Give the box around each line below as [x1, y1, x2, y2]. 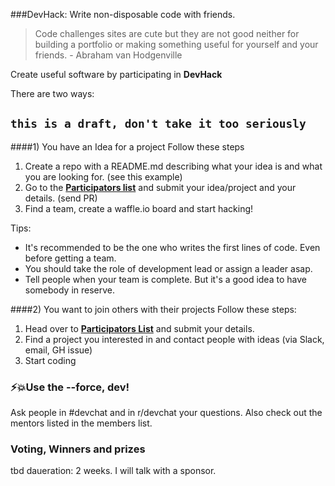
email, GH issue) [24, 344, 93, 356]
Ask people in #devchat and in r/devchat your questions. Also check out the [10, 407, 323, 419]
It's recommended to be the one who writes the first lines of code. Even [24, 241, 321, 253]
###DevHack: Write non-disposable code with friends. [10, 9, 236, 20]
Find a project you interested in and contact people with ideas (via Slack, [24, 333, 325, 345]
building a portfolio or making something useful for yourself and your [34, 39, 319, 50]
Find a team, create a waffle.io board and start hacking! [24, 202, 254, 214]
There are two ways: [10, 88, 95, 99]
